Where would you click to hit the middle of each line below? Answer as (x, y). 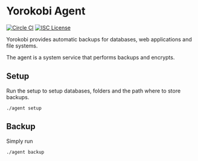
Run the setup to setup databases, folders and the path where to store (94, 91)
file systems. (22, 46)
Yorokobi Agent (46, 11)
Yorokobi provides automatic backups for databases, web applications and (99, 39)
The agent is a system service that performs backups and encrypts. (91, 57)
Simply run (20, 141)
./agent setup (24, 108)
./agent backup (25, 152)
